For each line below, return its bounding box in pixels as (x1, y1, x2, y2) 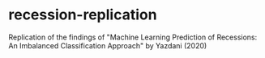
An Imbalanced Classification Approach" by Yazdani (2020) (8, 40, 207, 50)
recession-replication (8, 6, 157, 24)
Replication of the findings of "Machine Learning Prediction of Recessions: (8, 32, 258, 42)
